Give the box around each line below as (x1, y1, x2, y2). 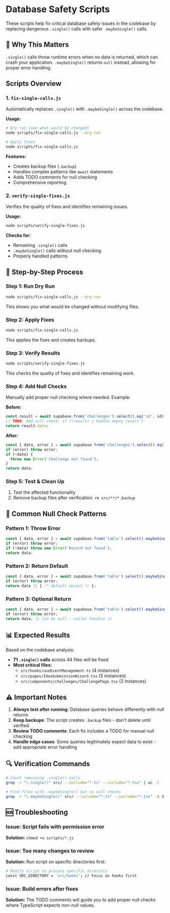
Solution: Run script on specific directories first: (6, 859, 106, 865)
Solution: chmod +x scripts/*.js (6, 835, 74, 841)
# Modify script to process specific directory (6, 868, 108, 874)
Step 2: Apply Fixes (6, 316, 54, 323)
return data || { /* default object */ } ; (6, 583, 96, 589)
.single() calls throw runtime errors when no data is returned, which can (6, 54, 158, 60)
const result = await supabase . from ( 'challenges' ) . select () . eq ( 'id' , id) (6, 414, 164, 419)
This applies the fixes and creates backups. (6, 337, 96, 343)
